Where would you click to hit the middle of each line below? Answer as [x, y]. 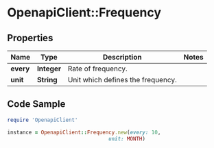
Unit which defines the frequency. [122, 80]
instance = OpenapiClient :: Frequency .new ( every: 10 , [84, 132]
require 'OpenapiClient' [43, 120]
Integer [49, 69]
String [47, 80]
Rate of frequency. [98, 69]
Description [122, 57]
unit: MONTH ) [127, 138]
